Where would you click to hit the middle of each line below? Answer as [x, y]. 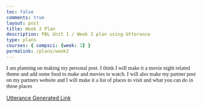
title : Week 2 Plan [31, 29]
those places [19, 86]
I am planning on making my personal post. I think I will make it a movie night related [98, 68]
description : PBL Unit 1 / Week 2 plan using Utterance [78, 34]
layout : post [23, 23]
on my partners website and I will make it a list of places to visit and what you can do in [100, 80]
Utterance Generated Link [39, 98]
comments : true [25, 18]
